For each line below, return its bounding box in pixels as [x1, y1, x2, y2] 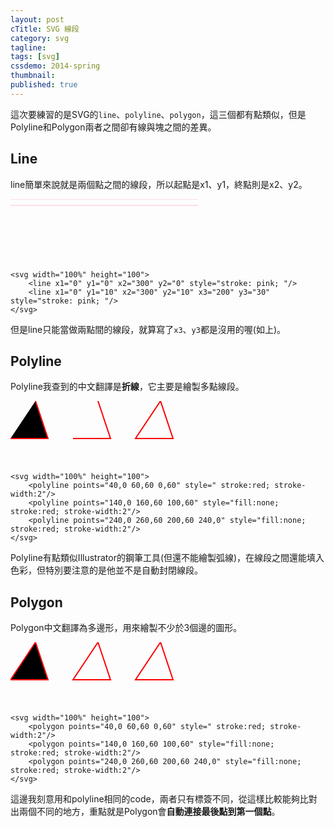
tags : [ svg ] [10, 52, 60, 62]
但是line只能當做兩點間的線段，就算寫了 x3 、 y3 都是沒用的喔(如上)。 [10, 323, 287, 335]
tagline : [10, 42, 47, 53]
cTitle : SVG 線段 [10, 24, 80, 34]
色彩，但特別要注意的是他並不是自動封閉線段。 [10, 564, 203, 576]
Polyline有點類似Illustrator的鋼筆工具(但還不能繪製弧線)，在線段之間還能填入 [10, 552, 325, 564]
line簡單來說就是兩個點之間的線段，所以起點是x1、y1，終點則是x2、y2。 [10, 178, 308, 190]
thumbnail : [10, 71, 56, 81]
